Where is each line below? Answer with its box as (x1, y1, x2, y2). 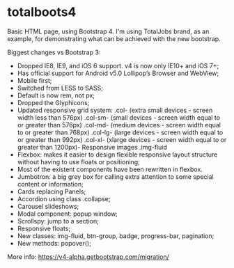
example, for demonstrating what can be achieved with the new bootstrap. (7, 34, 221, 42)
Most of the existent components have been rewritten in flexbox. (17, 165, 203, 173)
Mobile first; (17, 76, 52, 84)
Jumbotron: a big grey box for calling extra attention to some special (17, 172, 214, 181)
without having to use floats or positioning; (17, 157, 141, 166)
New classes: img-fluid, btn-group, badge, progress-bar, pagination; (17, 231, 214, 240)
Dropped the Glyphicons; (17, 98, 90, 107)
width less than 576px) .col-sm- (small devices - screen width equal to (17, 113, 221, 122)
